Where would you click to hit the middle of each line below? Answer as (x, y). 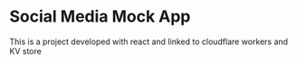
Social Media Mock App (100, 17)
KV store (26, 50)
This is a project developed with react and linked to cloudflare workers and (148, 41)
